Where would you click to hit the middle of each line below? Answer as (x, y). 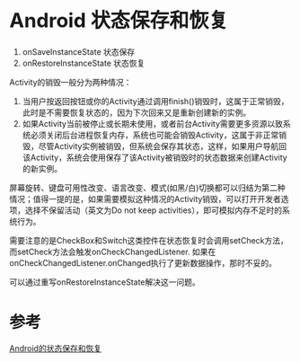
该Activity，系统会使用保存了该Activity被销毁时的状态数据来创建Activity (154, 158)
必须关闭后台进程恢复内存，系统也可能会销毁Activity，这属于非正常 (154, 135)
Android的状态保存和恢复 (55, 349)
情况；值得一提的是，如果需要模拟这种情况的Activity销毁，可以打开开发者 (145, 199)
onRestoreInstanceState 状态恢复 (84, 63)
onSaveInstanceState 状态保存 (79, 52)
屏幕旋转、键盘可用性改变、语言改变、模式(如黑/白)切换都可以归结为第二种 (147, 188)
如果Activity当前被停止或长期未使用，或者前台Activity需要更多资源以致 (153, 124)
